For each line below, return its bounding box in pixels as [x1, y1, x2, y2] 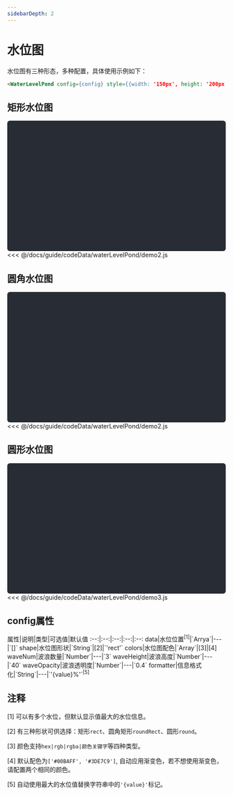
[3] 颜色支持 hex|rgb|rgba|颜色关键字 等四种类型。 [7, 741, 144, 750]
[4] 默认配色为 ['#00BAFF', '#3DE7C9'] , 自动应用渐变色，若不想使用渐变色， [7, 756, 223, 765]
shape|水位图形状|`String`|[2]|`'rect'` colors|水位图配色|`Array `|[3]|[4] [19, 644, 217, 652]
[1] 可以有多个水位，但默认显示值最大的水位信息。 [7, 712, 150, 721]
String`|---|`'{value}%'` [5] [17, 669, 90, 678]
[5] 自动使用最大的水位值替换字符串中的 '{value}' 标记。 [7, 780, 166, 788]
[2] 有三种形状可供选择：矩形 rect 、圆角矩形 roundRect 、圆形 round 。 [7, 727, 201, 735]
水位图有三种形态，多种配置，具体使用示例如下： [7, 67, 147, 75]
